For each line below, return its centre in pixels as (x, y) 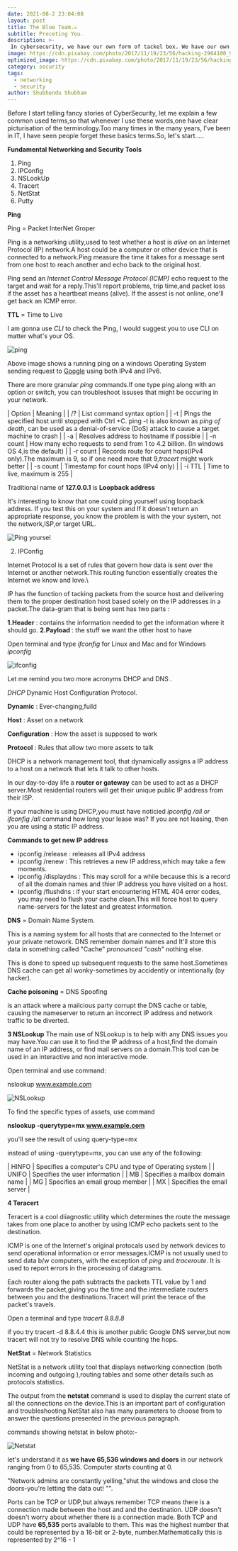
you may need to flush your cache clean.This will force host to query (118, 899)
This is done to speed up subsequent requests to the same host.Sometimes (118, 963)
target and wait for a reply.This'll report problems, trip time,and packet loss (116, 286)
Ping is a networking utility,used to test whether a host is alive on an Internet (119, 242)
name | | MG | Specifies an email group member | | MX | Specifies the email (118, 1182)
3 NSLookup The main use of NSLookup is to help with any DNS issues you (118, 1034)
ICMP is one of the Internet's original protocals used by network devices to (117, 1245)
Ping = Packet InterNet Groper (51, 228)
